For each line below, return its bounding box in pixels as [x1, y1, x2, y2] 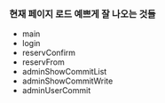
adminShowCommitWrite [21, 75, 114, 86]
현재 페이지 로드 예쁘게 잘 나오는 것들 [9, 7, 157, 20]
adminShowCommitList [21, 67, 107, 77]
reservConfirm [21, 47, 76, 59]
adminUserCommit [21, 85, 91, 96]
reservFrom [21, 57, 65, 67]
